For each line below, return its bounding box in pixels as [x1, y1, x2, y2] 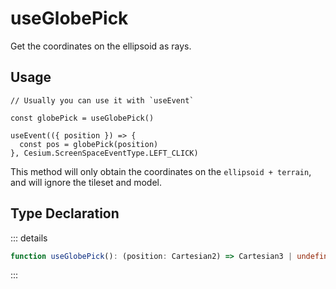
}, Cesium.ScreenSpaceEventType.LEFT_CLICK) [10, 148, 199, 158]
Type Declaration [10, 205, 120, 222]
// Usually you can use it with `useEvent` [10, 95, 195, 106]
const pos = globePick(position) [19, 139, 159, 149]
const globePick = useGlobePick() [10, 113, 155, 123]
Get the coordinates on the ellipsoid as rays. [10, 40, 192, 52]
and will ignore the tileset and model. [10, 176, 162, 188]
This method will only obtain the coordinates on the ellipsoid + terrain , [10, 165, 312, 177]
